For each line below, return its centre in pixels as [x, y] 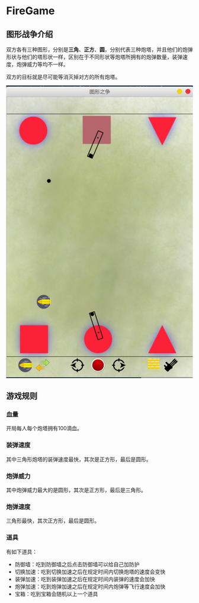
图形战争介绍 [30, 34]
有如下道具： [22, 552]
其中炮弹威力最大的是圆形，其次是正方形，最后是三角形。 [76, 490]
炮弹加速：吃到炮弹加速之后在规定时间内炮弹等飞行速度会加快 [90, 586]
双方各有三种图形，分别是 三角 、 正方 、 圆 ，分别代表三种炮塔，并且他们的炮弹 [99, 49]
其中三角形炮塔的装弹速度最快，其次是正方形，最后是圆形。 [79, 459]
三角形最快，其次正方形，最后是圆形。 [53, 521]
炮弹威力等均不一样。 [42, 64]
